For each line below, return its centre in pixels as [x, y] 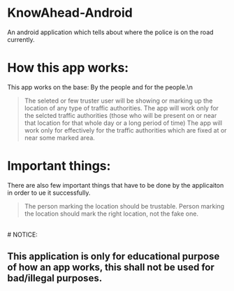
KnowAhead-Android [70, 13]
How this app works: [68, 68]
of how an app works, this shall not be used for [111, 268]
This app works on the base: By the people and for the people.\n [100, 87]
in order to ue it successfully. [49, 193]
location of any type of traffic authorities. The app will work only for [121, 108]
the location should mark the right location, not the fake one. [111, 214]
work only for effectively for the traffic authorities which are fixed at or [125, 130]
